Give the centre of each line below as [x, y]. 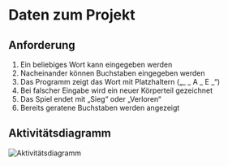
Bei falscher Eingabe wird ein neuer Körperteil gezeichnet [116, 90]
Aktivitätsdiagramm [60, 133]
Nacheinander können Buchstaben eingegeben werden [112, 73]
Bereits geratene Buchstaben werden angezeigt [100, 108]
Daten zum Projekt [72, 15]
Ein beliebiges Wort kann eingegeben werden [96, 64]
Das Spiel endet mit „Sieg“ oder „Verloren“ [90, 99]
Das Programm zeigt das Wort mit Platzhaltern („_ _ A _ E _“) [120, 82]
